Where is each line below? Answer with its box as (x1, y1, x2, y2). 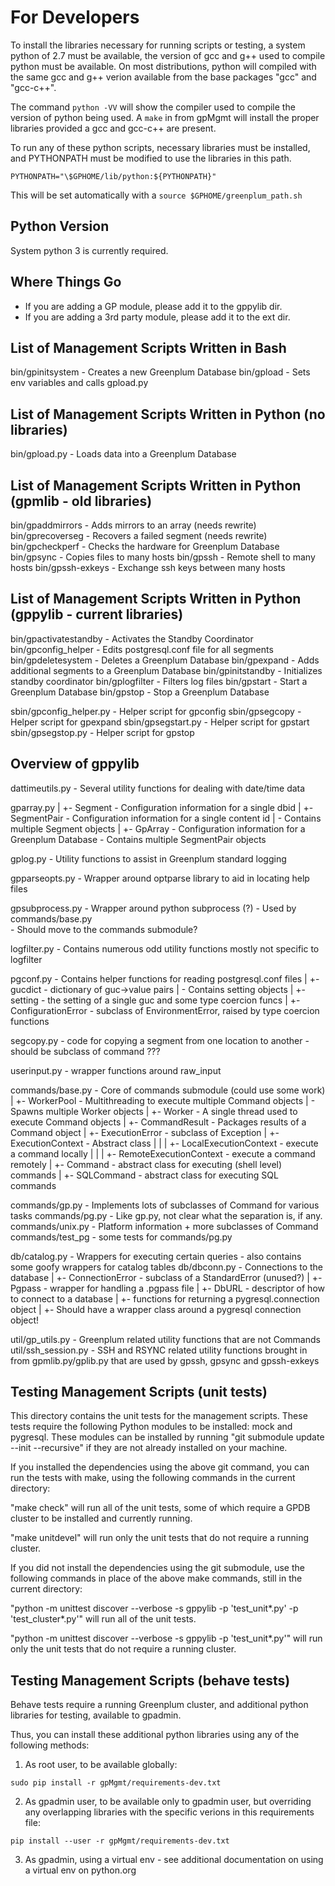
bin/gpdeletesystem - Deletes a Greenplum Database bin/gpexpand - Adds (10, 654, 320, 666)
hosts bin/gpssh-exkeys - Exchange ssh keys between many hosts (10, 562, 286, 573)
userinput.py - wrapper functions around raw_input (10, 1064, 222, 1076)
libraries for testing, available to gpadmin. (10, 1709, 182, 1721)
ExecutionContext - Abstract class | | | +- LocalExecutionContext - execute (10, 1137, 319, 1149)
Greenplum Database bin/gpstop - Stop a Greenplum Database (10, 686, 270, 698)
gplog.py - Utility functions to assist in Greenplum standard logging (10, 852, 287, 865)
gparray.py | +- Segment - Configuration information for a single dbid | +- (10, 801, 314, 813)
